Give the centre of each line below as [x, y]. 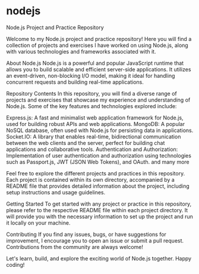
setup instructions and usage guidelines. [56, 192]
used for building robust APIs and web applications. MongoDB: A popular [96, 124]
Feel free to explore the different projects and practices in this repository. [96, 173]
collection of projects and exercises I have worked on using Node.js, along [97, 45]
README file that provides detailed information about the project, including [98, 186]
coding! [15, 264]
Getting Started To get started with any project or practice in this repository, [99, 204]
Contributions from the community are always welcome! [75, 247]
